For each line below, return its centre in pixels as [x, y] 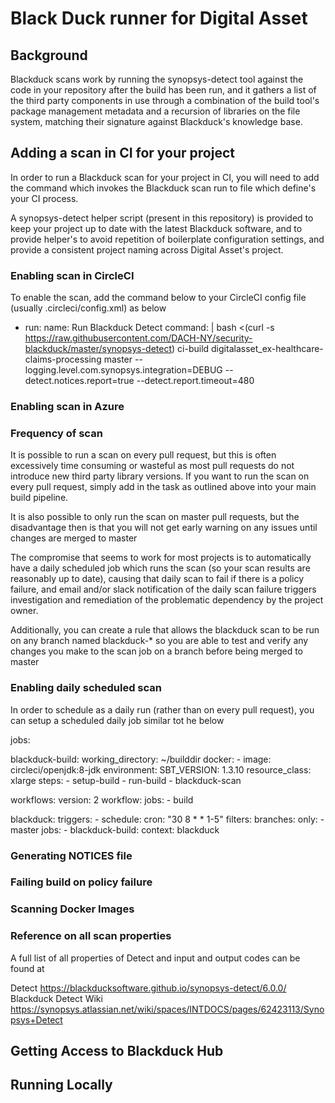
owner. [24, 611]
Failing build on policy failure [81, 882]
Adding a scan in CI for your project [122, 153]
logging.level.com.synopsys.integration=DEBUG [123, 370]
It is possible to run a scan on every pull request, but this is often [143, 455]
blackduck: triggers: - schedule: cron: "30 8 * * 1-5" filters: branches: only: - [167, 819]
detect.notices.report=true [79, 381]
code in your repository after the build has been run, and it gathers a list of [163, 90]
